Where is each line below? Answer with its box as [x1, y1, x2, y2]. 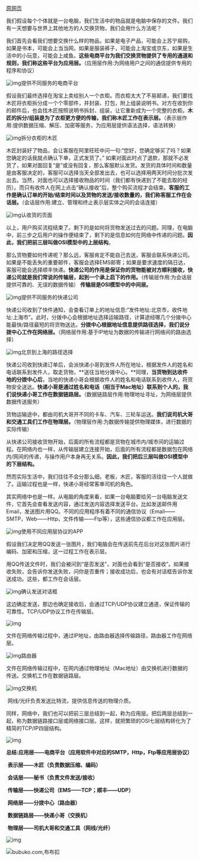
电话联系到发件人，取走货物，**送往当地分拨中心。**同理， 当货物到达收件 [6, 369, 188, 375]
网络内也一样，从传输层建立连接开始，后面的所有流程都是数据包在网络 [21, 446, 193, 452]
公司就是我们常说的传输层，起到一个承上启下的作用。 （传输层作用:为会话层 [11, 274, 192, 280]
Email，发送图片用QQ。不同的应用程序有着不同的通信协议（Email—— [6, 508, 176, 515]
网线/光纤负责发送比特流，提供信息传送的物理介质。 [7, 697, 134, 704]
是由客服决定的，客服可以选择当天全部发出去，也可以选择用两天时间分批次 [6, 169, 188, 176]
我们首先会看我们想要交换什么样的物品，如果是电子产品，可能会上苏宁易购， [6, 37, 193, 44]
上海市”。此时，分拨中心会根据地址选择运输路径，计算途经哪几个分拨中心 [12, 314, 192, 321]
